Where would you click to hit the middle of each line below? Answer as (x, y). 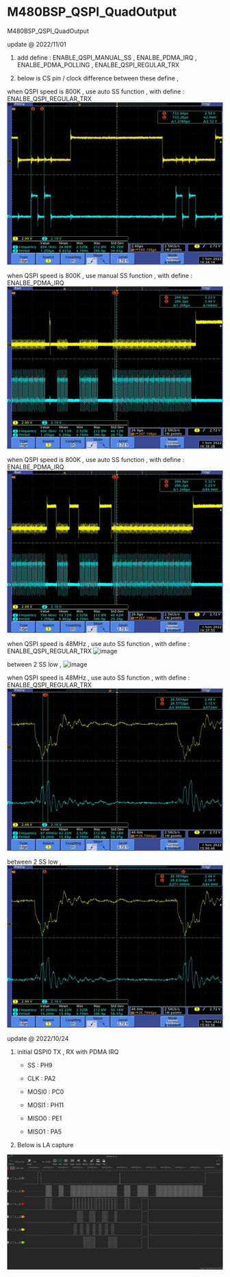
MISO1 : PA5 (44, 1131)
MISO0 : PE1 (44, 1118)
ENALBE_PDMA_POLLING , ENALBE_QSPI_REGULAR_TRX (98, 65)
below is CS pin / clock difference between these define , (98, 78)
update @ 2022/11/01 (37, 44)
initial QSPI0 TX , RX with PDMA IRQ (68, 1052)
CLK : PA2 (41, 1078)
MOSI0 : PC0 (46, 1092)
